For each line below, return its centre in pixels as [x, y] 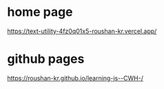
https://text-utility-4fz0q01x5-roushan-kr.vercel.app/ [82, 31]
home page [40, 12]
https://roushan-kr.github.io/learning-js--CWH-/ [75, 78]
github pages [46, 59]
